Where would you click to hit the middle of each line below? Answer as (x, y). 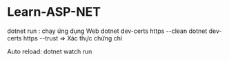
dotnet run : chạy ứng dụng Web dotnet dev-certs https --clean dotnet (107, 31)
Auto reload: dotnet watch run (50, 51)
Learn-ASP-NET (54, 12)
